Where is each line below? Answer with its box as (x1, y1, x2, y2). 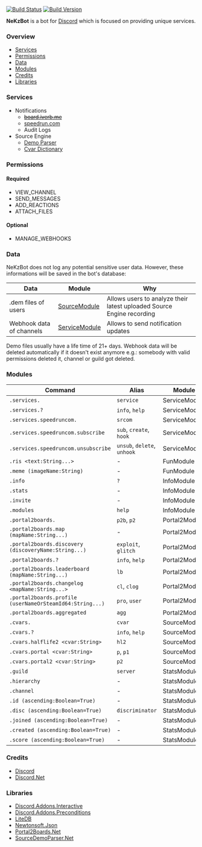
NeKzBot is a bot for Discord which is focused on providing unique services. (6, 17, 196, 24)
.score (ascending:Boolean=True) (9, 736, 105, 743)
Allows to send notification (106, 319, 182, 328)
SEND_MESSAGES (14, 195, 61, 202)
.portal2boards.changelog (9, 580, 84, 587)
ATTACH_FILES (14, 208, 53, 215)
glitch (117, 547, 136, 554)
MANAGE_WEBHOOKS (14, 235, 72, 242)
